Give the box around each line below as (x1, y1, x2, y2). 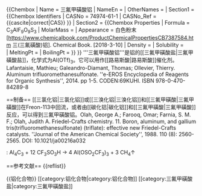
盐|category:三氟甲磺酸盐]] (6, 183, 73, 190)
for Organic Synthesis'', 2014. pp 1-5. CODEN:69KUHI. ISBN (6, 77, 155, 84)
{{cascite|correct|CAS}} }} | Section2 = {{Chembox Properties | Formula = (6, 19, 190, 26)
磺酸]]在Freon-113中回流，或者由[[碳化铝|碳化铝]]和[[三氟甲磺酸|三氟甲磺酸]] (6, 103, 196, 110)
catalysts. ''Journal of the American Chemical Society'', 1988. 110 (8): (6, 130, 178, 138)
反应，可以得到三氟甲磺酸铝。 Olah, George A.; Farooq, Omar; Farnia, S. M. (6, 111, 191, 118)
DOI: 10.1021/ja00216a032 (22, 137, 86, 144)
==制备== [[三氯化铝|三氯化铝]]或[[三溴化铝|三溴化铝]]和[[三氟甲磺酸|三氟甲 (6, 96, 195, 103)
